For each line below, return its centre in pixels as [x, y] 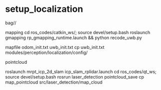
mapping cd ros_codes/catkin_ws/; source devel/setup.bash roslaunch [78, 32]
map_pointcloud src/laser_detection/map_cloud [54, 82]
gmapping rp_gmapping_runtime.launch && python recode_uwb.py [74, 38]
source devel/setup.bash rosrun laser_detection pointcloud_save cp [75, 77]
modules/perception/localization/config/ [47, 52]
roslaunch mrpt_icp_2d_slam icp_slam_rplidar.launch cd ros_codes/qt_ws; [81, 71]
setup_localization [44, 9]
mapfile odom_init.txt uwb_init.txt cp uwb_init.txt [55, 47]
